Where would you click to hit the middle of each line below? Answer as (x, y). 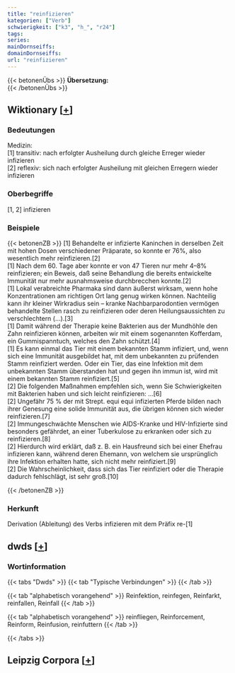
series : (19, 40)
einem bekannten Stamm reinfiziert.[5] (64, 379)
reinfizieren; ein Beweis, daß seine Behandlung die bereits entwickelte (110, 273)
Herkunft (23, 509)
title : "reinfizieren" (41, 14)
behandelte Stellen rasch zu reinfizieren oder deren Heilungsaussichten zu (116, 311)
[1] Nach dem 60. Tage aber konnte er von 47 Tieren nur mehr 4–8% (107, 266)
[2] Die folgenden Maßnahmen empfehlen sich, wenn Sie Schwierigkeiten (114, 386)
